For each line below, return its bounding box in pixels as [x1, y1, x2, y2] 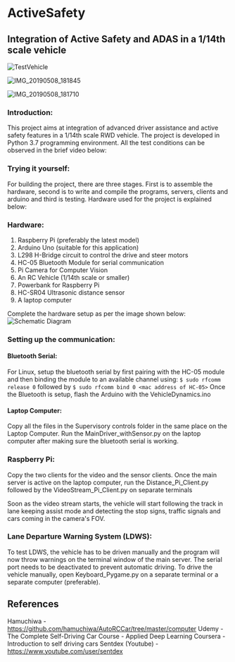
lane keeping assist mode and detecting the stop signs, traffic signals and [7, 506, 221, 515]
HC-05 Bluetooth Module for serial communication [17, 258, 164, 266]
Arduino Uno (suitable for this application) [17, 243, 139, 252]
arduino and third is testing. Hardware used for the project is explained [7, 195, 212, 203]
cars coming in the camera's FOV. [7, 514, 106, 522]
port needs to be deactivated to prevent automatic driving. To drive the [7, 563, 213, 571]
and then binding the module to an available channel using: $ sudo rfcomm [7, 375, 221, 384]
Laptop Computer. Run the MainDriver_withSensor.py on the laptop [7, 429, 201, 438]
